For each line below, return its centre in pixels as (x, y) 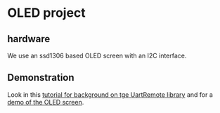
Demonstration (41, 78)
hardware (29, 39)
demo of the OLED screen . (46, 102)
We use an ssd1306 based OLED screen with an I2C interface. (97, 55)
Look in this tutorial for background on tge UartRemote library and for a (110, 94)
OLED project (46, 13)
